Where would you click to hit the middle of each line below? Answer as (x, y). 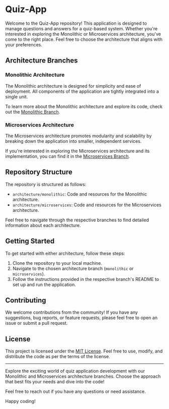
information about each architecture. (43, 225)
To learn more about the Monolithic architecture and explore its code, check (84, 106)
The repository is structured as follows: (46, 184)
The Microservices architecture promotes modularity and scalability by (78, 136)
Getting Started (30, 241)
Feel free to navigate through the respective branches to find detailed (77, 220)
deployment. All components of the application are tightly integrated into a (82, 91)
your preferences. (24, 44)
